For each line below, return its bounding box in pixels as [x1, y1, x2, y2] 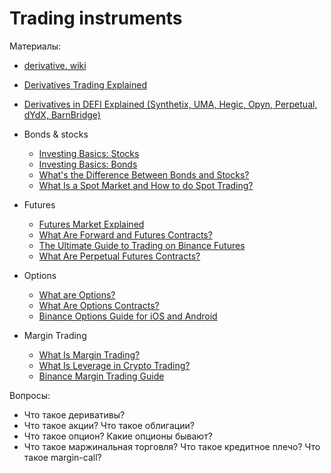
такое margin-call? [23, 451, 102, 463]
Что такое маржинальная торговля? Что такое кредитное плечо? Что [23, 440, 321, 452]
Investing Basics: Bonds [38, 158, 138, 170]
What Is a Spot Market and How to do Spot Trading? [38, 179, 254, 191]
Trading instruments [9, 7, 183, 30]
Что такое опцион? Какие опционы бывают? [23, 430, 213, 442]
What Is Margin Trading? [38, 348, 141, 361]
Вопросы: [9, 389, 51, 401]
